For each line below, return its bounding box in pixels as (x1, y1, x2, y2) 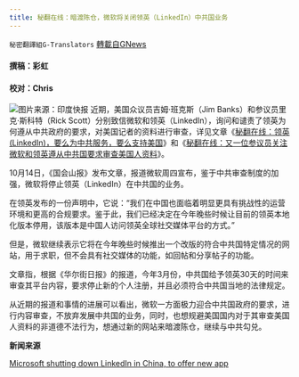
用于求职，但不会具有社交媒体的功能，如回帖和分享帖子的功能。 (24, 250, 259, 261)
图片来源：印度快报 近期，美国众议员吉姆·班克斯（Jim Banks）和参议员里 (18, 104, 287, 115)
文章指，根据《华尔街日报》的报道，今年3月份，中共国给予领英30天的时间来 (9, 269, 289, 280)
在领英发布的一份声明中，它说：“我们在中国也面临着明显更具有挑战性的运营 (9, 198, 287, 209)
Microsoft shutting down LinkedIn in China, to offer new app (9, 358, 229, 369)
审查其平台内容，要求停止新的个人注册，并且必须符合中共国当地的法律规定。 (9, 280, 290, 291)
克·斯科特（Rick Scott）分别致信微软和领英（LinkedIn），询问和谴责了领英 (9, 115, 279, 126)
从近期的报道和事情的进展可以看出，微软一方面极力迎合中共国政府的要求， (9, 299, 282, 310)
